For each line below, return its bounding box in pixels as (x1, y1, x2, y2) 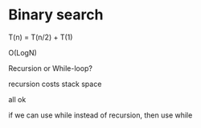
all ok (8, 94, 27, 104)
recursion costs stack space (8, 79, 102, 89)
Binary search (8, 6, 104, 24)
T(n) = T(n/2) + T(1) (8, 32, 73, 42)
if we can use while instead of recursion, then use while (8, 110, 193, 120)
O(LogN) (8, 47, 38, 57)
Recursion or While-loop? (8, 63, 92, 73)
